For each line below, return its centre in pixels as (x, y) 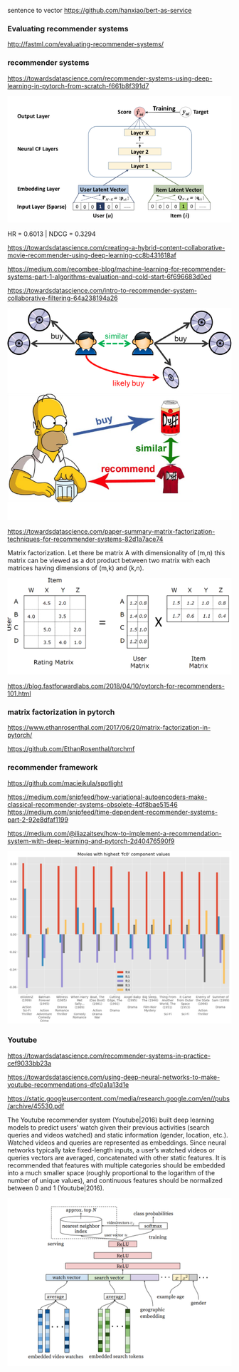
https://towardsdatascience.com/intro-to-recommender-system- (102, 290)
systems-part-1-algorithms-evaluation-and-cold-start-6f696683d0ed (110, 277)
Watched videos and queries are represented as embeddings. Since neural (117, 1143)
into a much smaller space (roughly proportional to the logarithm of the (111, 1172)
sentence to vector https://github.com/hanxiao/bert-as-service (100, 10)
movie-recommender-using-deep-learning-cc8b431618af (92, 255)
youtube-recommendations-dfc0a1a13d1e (68, 1084)
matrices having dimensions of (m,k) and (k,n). (76, 568)
